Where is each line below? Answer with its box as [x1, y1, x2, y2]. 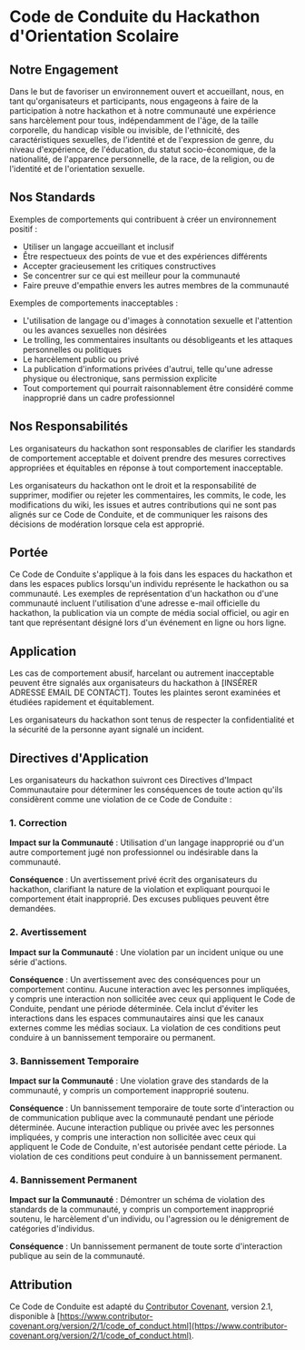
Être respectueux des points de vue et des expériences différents [22, 250, 268, 261]
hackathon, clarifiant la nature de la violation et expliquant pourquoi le [9, 884, 271, 895]
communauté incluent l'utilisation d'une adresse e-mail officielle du [9, 598, 261, 609]
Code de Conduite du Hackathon [9, 6, 261, 27]
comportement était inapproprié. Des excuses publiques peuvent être [9, 893, 270, 904]
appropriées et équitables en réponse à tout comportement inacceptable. [9, 462, 284, 473]
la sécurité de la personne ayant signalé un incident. [9, 724, 204, 735]
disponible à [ [9, 1311, 61, 1322]
